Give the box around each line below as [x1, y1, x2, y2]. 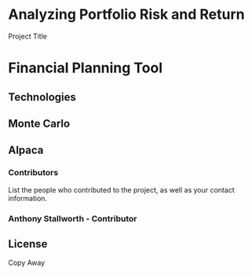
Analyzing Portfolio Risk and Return [8, 5, 245, 24]
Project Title [8, 31, 48, 41]
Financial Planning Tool [8, 59, 163, 77]
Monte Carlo [8, 116, 71, 130]
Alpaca [8, 144, 44, 157]
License [8, 237, 48, 251]
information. [8, 193, 48, 203]
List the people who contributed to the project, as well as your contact [8, 185, 235, 194]
